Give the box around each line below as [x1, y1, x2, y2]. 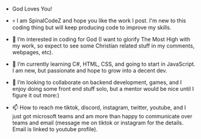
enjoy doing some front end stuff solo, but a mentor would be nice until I [12, 85, 194, 92]
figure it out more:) [12, 91, 60, 99]
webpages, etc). [12, 49, 53, 55]
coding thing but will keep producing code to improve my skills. [12, 24, 172, 31]
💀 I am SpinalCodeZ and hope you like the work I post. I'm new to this [12, 17, 186, 24]
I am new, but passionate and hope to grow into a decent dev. [12, 67, 167, 74]
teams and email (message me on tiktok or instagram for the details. [12, 119, 184, 126]
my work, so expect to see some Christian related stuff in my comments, [12, 42, 195, 49]
